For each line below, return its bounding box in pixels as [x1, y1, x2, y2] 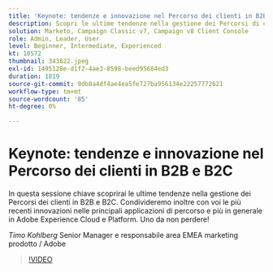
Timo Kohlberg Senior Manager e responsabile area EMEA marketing [8, 231, 238, 240]
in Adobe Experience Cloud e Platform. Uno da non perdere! [8, 214, 210, 224]
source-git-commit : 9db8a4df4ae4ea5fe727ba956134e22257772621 [8, 80, 223, 88]
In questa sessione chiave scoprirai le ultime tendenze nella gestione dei [8, 188, 252, 199]
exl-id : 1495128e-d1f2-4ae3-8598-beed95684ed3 [8, 65, 169, 73]
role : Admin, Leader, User [8, 34, 100, 43]
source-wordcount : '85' [8, 95, 89, 103]
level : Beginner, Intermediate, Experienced [8, 42, 162, 50]
